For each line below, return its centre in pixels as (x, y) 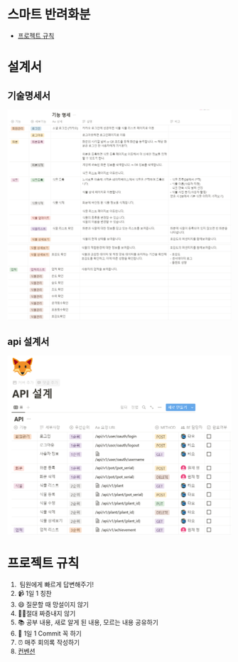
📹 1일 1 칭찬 (34, 593)
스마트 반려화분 (49, 15)
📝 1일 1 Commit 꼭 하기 (49, 633)
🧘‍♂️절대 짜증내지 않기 (47, 613)
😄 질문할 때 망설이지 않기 (53, 604)
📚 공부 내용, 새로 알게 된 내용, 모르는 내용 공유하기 (88, 622)
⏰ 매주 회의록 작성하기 (49, 642)
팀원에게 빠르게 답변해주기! (57, 584)
